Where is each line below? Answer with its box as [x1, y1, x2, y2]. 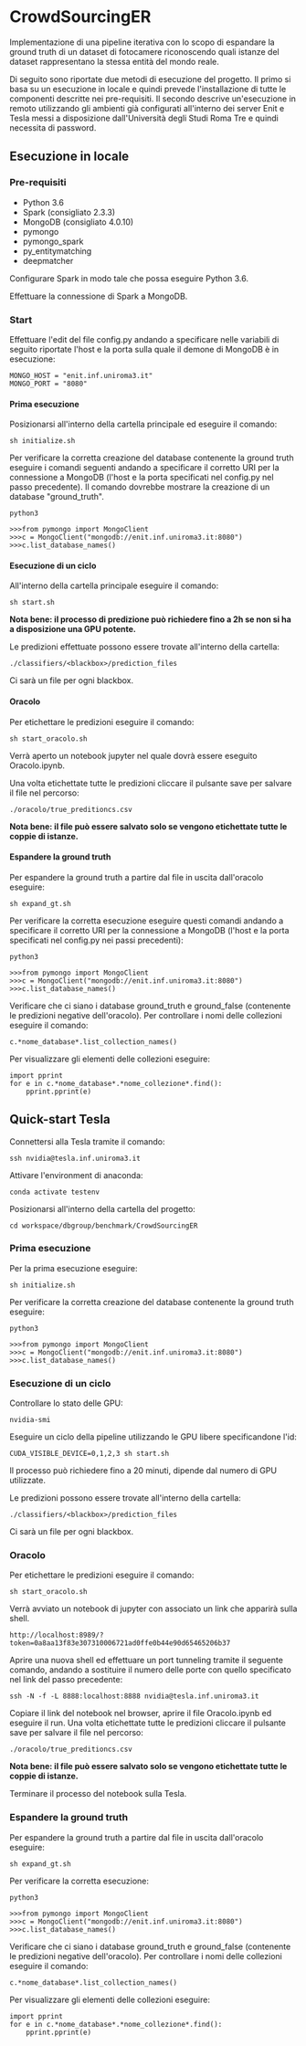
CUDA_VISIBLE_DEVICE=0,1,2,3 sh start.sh [9, 1450, 170, 1459]
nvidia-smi [9, 1416, 51, 1425]
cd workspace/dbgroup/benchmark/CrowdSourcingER [9, 1221, 198, 1230]
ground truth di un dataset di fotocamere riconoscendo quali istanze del [9, 46, 280, 57]
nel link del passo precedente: [9, 1674, 123, 1685]
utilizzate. [9, 1475, 46, 1486]
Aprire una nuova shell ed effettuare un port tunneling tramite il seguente [9, 1655, 283, 1666]
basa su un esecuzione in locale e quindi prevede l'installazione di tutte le [9, 83, 287, 94]
